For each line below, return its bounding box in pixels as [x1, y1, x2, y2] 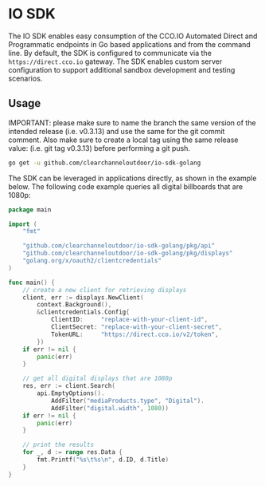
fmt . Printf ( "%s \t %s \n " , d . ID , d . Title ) [37, 456, 170, 464]
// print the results [22, 441, 94, 449]
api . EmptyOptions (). [37, 389, 105, 397]
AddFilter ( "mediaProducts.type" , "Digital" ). [50, 397, 205, 405]
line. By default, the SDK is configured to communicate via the [8, 48, 212, 57]
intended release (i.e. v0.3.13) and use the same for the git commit [8, 126, 225, 136]
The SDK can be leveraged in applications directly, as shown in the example [8, 173, 257, 183]
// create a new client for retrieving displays [22, 286, 187, 294]
